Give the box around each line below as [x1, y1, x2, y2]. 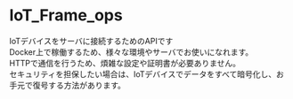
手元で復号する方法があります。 [9, 80, 126, 90]
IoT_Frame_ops [9, 5, 123, 26]
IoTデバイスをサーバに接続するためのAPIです [9, 35, 174, 46]
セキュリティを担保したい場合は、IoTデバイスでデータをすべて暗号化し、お [9, 68, 285, 80]
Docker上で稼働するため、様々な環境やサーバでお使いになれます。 [9, 46, 254, 57]
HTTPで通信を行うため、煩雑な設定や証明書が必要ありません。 [9, 57, 240, 68]
